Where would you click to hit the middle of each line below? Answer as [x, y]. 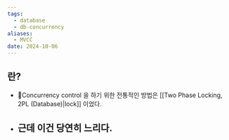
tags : [15, 14]
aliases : [20, 33]
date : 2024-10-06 [33, 46]
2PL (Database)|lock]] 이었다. [59, 103]
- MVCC [23, 40]
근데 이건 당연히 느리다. [65, 128]
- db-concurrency [39, 27]
